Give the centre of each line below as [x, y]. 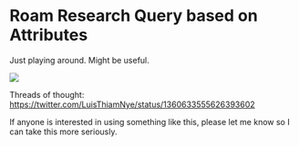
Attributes [49, 35]
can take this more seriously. [63, 131]
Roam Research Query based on [134, 16]
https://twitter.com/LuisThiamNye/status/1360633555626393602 [132, 104]
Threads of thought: [47, 94]
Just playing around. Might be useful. [80, 60]
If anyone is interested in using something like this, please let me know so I [149, 122]
